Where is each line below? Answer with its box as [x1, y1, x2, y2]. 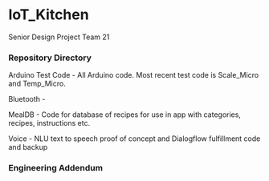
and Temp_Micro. [8, 78, 66, 89]
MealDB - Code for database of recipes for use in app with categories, [8, 110, 241, 119]
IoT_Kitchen [8, 6, 90, 24]
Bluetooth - [8, 95, 46, 104]
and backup [8, 143, 48, 152]
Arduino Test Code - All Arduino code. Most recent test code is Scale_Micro [8, 70, 259, 80]
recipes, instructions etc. [8, 119, 91, 128]
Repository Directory [8, 52, 92, 63]
